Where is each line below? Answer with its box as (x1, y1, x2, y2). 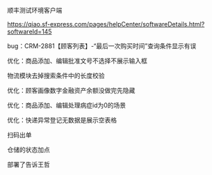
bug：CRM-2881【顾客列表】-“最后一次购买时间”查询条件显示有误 (7, 42, 197, 50)
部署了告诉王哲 (7, 160, 50, 169)
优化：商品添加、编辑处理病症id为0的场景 (7, 101, 127, 109)
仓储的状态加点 (7, 146, 50, 153)
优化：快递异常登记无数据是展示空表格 (7, 116, 117, 124)
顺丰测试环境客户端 (7, 6, 63, 14)
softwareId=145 (7, 27, 52, 36)
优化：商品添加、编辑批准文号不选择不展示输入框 (7, 56, 147, 65)
